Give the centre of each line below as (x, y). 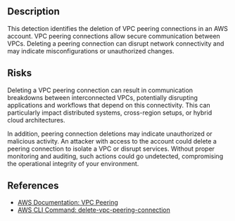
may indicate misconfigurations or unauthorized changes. (91, 51)
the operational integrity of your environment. (73, 163)
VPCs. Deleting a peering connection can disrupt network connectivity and (116, 43)
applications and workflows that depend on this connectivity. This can (109, 105)
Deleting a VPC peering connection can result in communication (100, 90)
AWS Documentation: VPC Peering (68, 203)
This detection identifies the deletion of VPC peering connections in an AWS (118, 28)
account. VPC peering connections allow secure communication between (114, 36)
